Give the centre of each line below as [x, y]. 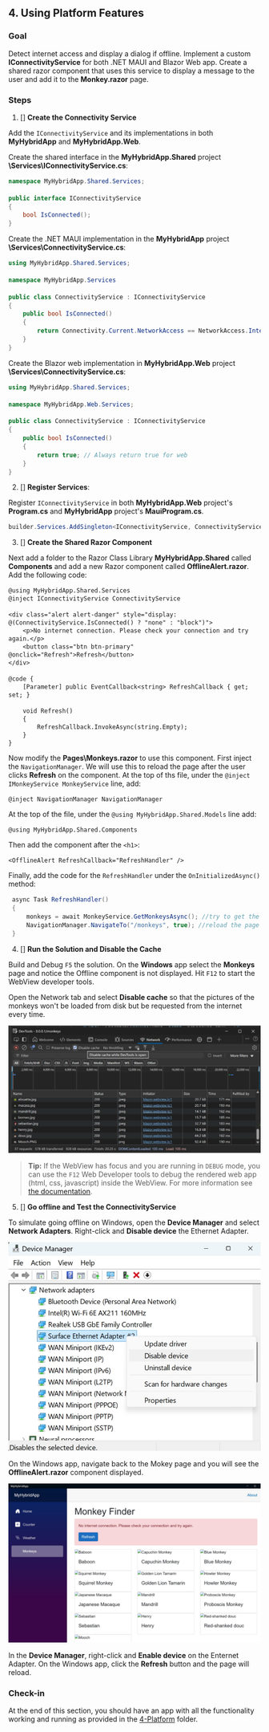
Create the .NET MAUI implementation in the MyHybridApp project [119, 239]
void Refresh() [48, 711]
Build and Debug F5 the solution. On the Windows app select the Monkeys [132, 964]
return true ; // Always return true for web [112, 455]
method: [22, 884]
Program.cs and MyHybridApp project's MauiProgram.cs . [106, 511]
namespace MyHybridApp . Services [62, 280]
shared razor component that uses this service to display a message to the [131, 71]
